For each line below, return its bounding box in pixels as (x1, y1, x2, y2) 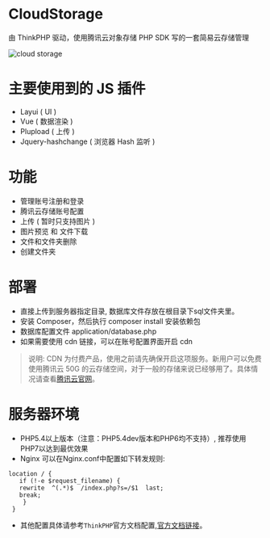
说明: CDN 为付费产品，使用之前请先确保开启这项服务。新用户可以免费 (27, 353, 262, 364)
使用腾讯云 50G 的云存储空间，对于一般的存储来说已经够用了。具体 (27, 364, 251, 373)
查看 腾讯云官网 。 (42, 373, 99, 384)
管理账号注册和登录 (19, 195, 85, 206)
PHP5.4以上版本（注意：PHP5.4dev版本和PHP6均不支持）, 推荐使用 (19, 433, 247, 443)
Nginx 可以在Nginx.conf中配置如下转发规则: (19, 453, 165, 463)
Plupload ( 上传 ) (19, 126, 75, 136)
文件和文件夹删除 (19, 236, 77, 246)
